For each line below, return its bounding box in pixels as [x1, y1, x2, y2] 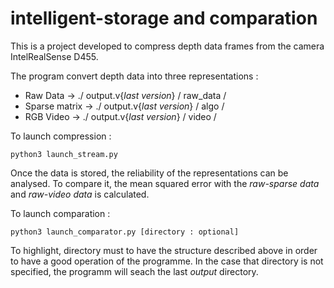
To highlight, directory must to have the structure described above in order [10, 244, 318, 256]
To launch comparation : [10, 207, 111, 219]
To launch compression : [10, 130, 112, 142]
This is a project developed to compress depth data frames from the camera [10, 40, 325, 52]
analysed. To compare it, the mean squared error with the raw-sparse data [10, 177, 320, 189]
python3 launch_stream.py [10, 149, 118, 159]
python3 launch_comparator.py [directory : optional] [10, 227, 240, 237]
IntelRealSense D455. [10, 50, 99, 62]
